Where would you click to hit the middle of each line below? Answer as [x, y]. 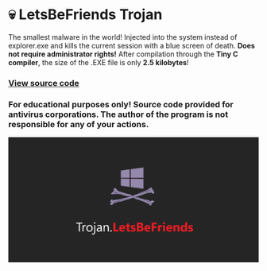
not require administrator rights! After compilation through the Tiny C [123, 54]
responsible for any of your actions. [79, 124]
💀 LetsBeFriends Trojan [85, 15]
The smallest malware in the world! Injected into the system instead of [123, 37]
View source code [44, 83]
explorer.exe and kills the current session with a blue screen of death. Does [132, 45]
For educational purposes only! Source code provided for [121, 104]
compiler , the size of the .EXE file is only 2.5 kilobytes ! [99, 62]
